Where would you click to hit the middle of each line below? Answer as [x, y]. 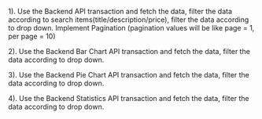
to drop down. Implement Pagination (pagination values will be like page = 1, [131, 28]
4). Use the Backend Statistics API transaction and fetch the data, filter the [129, 98]
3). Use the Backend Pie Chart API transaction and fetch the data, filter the [129, 75]
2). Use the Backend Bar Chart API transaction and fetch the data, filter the [129, 51]
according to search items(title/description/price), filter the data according [129, 20]
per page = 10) [32, 36]
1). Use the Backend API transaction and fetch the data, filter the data [120, 11]
